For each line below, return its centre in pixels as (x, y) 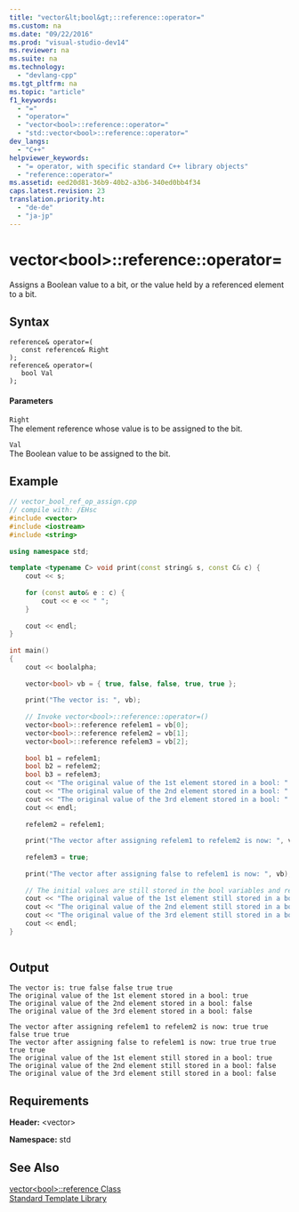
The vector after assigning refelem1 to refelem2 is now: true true (139, 1027)
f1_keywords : (33, 100)
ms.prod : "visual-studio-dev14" (69, 42)
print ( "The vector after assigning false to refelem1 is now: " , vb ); (159, 874)
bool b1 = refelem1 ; (63, 758)
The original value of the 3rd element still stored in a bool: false (143, 1074)
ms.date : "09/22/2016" (51, 34)
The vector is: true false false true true (91, 988)
